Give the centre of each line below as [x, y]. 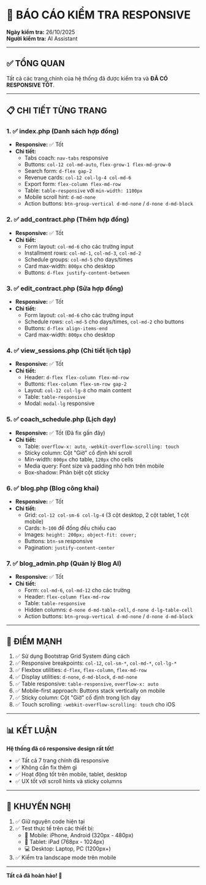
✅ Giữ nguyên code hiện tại [50, 821]
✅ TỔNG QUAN [36, 64]
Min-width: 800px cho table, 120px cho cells [79, 459]
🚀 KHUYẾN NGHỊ [39, 807]
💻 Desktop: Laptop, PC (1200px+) [68, 848]
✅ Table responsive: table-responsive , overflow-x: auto [87, 684]
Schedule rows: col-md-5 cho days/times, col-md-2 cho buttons [104, 322]
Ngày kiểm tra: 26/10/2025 [41, 32]
